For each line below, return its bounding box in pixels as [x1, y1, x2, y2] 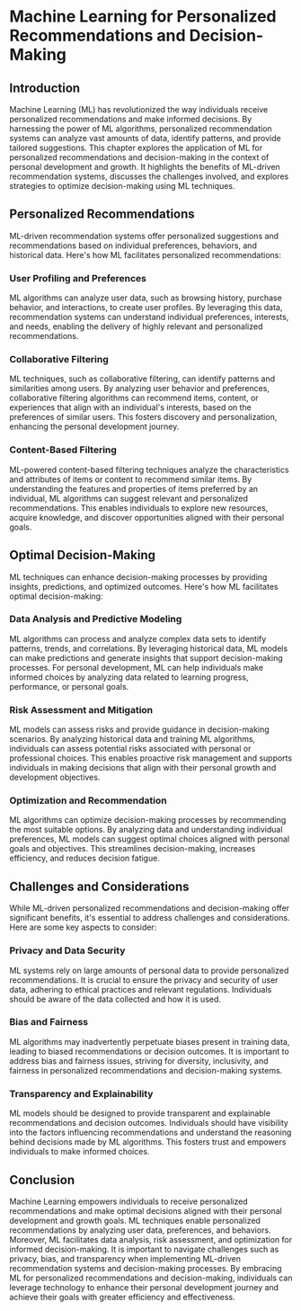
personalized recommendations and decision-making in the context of [9, 152, 270, 163]
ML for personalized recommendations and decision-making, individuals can [9, 1272, 293, 1283]
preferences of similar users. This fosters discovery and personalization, [9, 412, 278, 423]
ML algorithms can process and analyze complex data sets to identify [9, 633, 267, 644]
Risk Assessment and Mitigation [9, 703, 154, 716]
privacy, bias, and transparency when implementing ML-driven [9, 1253, 241, 1264]
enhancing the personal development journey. [9, 421, 180, 433]
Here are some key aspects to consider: [9, 922, 157, 932]
